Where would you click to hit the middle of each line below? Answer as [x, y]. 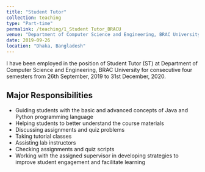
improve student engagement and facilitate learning [80, 162]
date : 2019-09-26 [28, 40]
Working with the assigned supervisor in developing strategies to [97, 156]
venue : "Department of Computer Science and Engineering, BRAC [88, 35]
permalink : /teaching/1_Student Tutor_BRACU [64, 29]
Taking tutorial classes [43, 136]
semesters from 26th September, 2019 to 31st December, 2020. [86, 76]
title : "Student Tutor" [37, 12]
